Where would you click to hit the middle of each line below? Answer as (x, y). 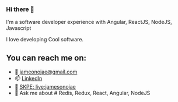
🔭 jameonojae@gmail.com (46, 72)
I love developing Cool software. (45, 40)
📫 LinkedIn (28, 79)
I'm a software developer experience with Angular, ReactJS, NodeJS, (89, 22)
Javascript (19, 28)
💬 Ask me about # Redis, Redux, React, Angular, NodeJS (82, 93)
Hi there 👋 (20, 9)
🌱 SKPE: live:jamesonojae (45, 87)
